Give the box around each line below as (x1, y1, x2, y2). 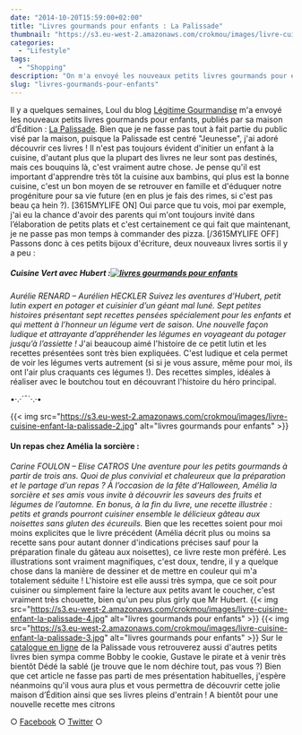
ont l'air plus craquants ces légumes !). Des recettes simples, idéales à (10, 367, 272, 377)
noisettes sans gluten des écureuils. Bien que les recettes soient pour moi (10, 517, 283, 529)
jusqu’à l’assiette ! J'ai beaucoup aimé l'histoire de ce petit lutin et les (10, 338, 267, 349)
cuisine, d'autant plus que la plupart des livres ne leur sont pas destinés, (10, 151, 278, 162)
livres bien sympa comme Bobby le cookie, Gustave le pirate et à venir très (10, 651, 286, 661)
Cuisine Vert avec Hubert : (10, 268, 111, 279)
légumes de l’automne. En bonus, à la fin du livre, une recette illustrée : (10, 498, 272, 509)
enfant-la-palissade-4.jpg (10, 613, 106, 624)
